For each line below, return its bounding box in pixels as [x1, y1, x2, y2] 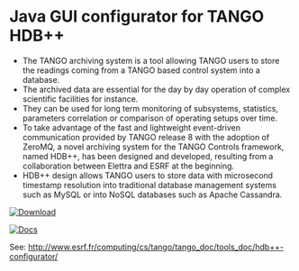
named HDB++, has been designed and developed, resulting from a [22, 150, 274, 161]
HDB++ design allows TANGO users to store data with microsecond [22, 169, 273, 181]
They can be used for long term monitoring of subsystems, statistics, [22, 103, 279, 113]
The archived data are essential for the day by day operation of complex [22, 84, 291, 95]
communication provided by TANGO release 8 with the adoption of [22, 131, 270, 142]
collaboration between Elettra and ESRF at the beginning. [22, 160, 235, 171]
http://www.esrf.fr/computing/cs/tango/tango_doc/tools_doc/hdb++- [28, 241, 284, 252]
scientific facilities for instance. [22, 93, 139, 104]
